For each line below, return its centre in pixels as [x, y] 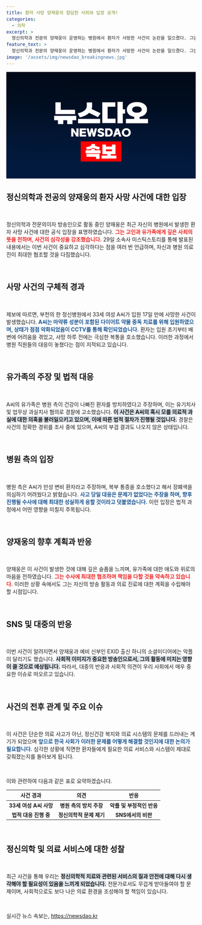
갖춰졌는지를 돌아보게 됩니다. [40, 756]
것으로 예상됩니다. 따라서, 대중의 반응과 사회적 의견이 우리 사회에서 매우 [102, 666]
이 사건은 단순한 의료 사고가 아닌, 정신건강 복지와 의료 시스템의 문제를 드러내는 [98, 734]
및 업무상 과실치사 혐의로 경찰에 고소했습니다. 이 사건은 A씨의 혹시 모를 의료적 [96, 412]
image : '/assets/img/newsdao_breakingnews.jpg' [67, 57]
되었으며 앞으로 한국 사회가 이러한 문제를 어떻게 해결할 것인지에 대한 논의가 [104, 741]
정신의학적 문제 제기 [81, 815]
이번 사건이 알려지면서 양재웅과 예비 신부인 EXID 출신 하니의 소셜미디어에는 [94, 651]
